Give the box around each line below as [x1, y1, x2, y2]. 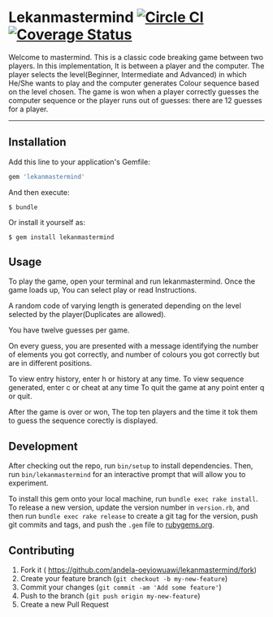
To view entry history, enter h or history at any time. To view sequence [8, 374, 245, 384]
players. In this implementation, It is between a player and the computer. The [8, 61, 265, 71]
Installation [8, 135, 67, 150]
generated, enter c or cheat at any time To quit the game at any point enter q [8, 383, 265, 393]
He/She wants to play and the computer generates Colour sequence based [8, 78, 260, 88]
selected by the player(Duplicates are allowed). [8, 310, 167, 319]
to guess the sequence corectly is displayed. [8, 415, 158, 426]
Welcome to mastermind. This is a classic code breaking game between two [8, 52, 264, 62]
